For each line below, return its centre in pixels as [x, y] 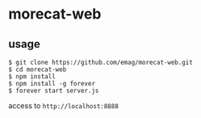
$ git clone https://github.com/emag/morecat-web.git [101, 62]
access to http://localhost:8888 [63, 105]
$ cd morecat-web [38, 70]
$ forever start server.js [54, 91]
